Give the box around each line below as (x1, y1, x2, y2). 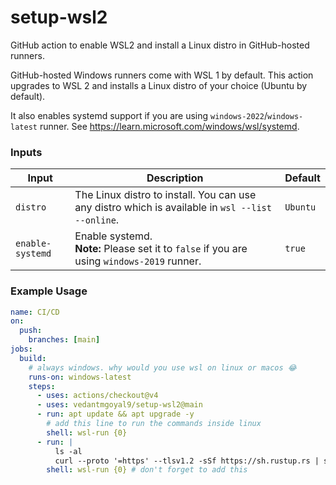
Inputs (10, 145, 43, 159)
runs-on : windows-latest (28, 372, 132, 382)
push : (19, 326, 43, 336)
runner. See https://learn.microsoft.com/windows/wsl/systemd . (39, 120, 300, 132)
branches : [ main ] (28, 335, 101, 345)
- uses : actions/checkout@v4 (36, 391, 159, 401)
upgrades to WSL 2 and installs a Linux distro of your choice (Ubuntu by (10, 79, 308, 91)
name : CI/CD (10, 307, 60, 317)
